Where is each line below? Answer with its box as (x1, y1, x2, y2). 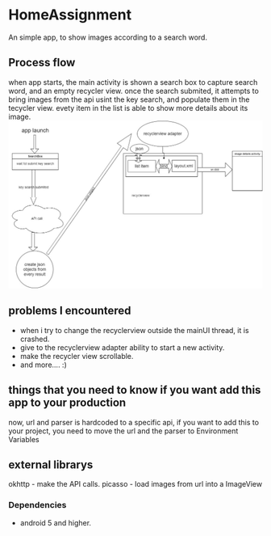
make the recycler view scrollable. (19, 351, 134, 361)
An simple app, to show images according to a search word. (8, 32, 208, 42)
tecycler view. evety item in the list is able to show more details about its (8, 103, 248, 112)
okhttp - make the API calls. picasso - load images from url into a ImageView (8, 479, 263, 489)
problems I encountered (8, 304, 131, 318)
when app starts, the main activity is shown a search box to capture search (8, 77, 258, 87)
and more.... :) (19, 360, 67, 369)
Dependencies (8, 500, 67, 511)
